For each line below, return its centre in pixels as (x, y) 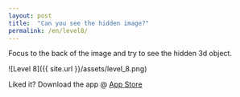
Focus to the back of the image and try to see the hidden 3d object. (120, 54)
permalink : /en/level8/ (48, 30)
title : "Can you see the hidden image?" (79, 23)
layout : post (30, 16)
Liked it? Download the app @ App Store (75, 84)
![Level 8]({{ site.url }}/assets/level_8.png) (78, 69)
